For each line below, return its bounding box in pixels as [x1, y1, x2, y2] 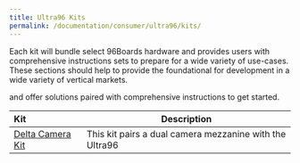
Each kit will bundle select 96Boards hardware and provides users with [9, 45, 271, 56]
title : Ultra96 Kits [9, 12, 87, 22]
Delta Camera [13, 127, 71, 140]
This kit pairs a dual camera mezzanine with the [86, 127, 287, 140]
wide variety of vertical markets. [9, 74, 128, 85]
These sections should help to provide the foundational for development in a [9, 64, 290, 76]
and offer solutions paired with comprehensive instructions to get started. [9, 91, 279, 102]
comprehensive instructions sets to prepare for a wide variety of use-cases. [9, 55, 289, 66]
